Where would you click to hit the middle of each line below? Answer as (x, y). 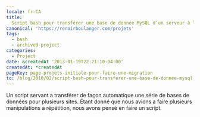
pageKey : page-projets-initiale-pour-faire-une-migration (79, 73)
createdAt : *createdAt (34, 67)
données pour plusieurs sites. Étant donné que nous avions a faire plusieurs (99, 101)
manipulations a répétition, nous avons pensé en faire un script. (84, 108)
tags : (13, 34)
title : (14, 17)
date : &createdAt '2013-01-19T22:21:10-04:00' (65, 61)
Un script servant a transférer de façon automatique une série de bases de (98, 96)
